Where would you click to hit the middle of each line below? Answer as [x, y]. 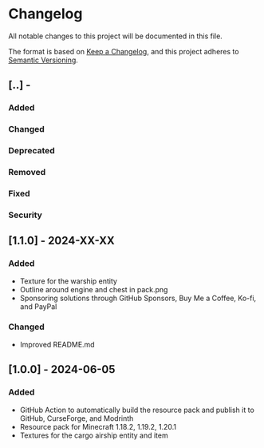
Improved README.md [57, 344]
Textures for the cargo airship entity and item [94, 435]
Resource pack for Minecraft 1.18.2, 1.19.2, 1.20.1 [98, 426]
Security [25, 215]
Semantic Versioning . [43, 60]
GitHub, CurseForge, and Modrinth [77, 418]
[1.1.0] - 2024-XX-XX [62, 241]
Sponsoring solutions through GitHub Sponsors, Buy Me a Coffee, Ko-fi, [138, 298]
